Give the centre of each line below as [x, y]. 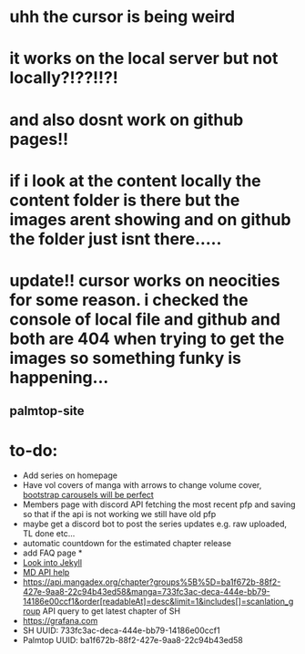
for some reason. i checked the [129, 300]
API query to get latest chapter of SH [111, 611]
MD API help [46, 573]
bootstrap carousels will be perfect [88, 495]
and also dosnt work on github [127, 119]
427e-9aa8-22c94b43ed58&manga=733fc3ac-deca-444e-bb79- [146, 592]
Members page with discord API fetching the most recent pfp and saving [159, 504]
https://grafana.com [60, 621]
